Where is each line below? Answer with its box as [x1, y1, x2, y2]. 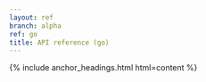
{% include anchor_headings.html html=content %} [9, 62, 198, 73]
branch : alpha [9, 21, 62, 30]
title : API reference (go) [9, 37, 110, 47]
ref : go [9, 29, 38, 38]
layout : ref [9, 12, 54, 22]
